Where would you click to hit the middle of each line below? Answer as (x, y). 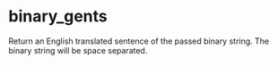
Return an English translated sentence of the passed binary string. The (139, 41)
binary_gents (58, 16)
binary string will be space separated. (78, 50)
